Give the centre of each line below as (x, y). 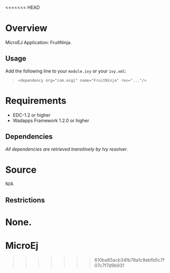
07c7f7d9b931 (109, 265)
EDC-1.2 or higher (31, 115)
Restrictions (25, 200)
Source (21, 170)
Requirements (36, 101)
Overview (26, 28)
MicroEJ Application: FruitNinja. (38, 42)
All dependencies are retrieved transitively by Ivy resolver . (67, 149)
